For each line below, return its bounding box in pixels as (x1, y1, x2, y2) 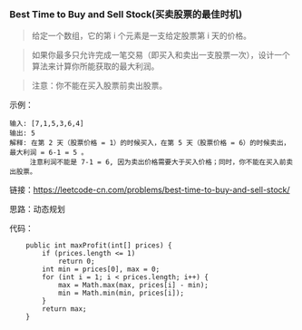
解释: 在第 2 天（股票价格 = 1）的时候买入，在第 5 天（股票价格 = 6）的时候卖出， (9, 139, 291, 148)
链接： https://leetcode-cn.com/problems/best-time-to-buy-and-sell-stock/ (9, 184, 290, 196)
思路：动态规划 (9, 204, 65, 215)
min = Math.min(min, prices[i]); (57, 288, 184, 298)
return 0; (57, 257, 95, 267)
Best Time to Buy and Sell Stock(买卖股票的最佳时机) (9, 7, 243, 20)
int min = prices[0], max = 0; (42, 265, 161, 274)
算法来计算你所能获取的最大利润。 (31, 61, 160, 72)
